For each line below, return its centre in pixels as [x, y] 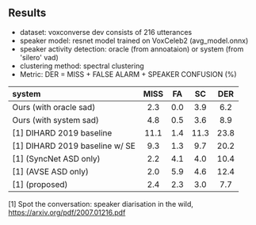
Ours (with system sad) [55, 120]
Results [27, 13]
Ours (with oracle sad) [54, 107]
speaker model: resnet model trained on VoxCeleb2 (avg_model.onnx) [134, 40]
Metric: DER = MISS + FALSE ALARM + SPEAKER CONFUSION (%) [128, 74]
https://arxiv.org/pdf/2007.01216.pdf [67, 212]
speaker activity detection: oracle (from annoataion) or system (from [132, 49]
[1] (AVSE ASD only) [50, 171]
